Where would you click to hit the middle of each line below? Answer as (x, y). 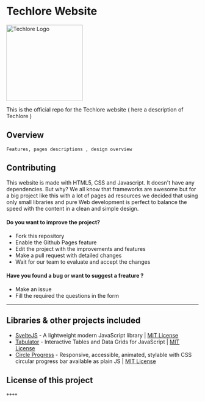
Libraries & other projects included (74, 321)
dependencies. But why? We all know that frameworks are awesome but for (101, 189)
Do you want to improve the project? (53, 222)
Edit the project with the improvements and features (80, 249)
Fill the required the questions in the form (67, 295)
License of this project (50, 380)
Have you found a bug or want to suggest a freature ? (75, 276)
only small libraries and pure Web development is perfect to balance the (97, 202)
